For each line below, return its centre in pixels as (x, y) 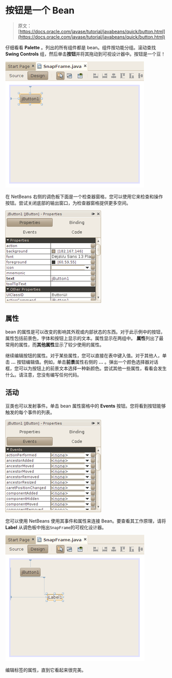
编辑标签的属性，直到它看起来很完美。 (46, 670)
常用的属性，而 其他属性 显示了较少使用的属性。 (55, 345)
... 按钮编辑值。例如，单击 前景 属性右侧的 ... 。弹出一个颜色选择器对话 (85, 362)
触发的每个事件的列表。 (30, 412)
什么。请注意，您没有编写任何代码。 (44, 374)
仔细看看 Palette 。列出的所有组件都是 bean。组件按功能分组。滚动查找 (81, 47)
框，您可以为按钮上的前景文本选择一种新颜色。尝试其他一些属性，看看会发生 (86, 368)
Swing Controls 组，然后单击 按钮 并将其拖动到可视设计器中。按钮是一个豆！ (85, 54)
